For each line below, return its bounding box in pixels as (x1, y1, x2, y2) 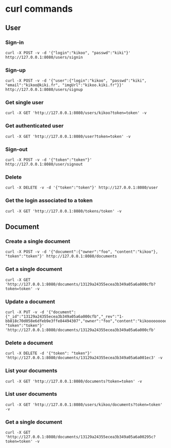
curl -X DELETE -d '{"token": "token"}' (5, 351, 93, 356)
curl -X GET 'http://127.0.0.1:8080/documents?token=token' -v (5, 379, 142, 384)
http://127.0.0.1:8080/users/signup (5, 87, 83, 92)
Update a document (5, 298, 55, 305)
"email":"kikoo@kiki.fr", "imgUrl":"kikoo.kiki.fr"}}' (5, 83, 124, 88)
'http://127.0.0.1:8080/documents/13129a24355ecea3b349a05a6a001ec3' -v (5, 356, 163, 361)
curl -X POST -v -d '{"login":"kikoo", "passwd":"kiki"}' (5, 50, 131, 55)
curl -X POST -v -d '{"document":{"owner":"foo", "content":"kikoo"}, (5, 249, 158, 254)
